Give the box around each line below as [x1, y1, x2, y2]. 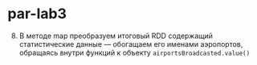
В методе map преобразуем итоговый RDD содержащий [18, 31, 214, 40]
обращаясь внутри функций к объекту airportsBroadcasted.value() [18, 48, 251, 57]
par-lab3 [7, 5, 67, 23]
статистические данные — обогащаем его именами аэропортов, [18, 39, 243, 48]
